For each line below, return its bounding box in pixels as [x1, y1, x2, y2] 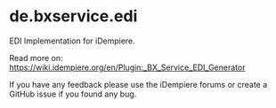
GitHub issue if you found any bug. [9, 89, 137, 99]
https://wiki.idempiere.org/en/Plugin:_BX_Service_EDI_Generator [9, 62, 246, 73]
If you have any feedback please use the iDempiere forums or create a [9, 79, 268, 89]
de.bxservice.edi [9, 6, 138, 27]
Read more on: [9, 52, 63, 63]
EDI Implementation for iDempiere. [9, 35, 135, 46]
